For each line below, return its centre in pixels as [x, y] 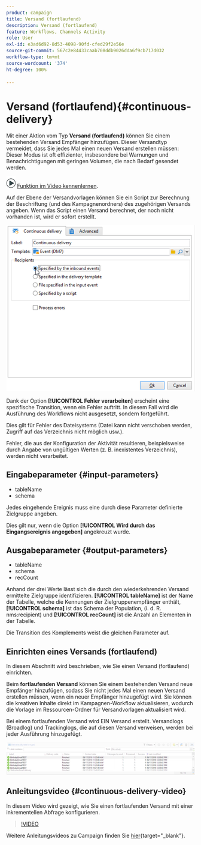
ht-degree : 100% [26, 70]
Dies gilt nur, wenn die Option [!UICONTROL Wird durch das [81, 525]
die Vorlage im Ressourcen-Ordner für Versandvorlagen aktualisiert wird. [96, 710]
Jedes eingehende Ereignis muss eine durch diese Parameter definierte [95, 507]
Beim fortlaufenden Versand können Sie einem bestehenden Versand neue [100, 684]
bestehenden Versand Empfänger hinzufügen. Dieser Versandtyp [87, 142]
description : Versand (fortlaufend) [52, 25]
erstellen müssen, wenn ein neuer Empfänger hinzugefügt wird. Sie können [99, 697]
